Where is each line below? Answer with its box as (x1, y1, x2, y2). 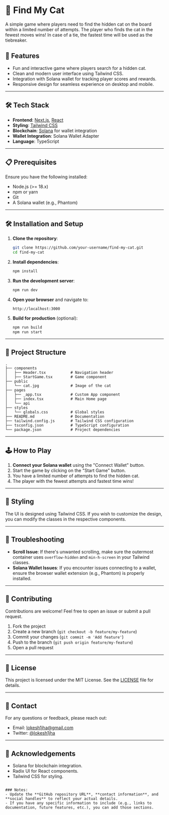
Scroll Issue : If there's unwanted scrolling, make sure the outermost (12, 549, 153, 555)
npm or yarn (12, 189, 38, 195)
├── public (5, 379, 28, 384)
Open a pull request (12, 644, 54, 650)
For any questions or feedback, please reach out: (5, 715, 107, 721)
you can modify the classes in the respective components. (5, 516, 127, 522)
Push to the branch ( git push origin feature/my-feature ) (12, 639, 133, 645)
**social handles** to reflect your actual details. (5, 796, 118, 801)
